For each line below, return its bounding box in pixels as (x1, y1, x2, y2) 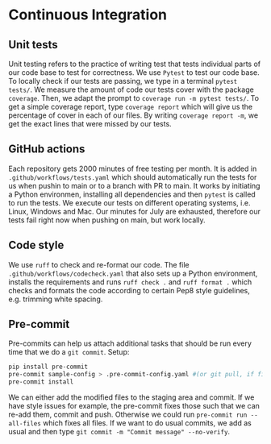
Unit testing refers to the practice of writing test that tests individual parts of (8, 59, 261, 68)
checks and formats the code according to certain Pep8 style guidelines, (8, 285, 250, 295)
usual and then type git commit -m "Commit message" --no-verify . (8, 427, 231, 437)
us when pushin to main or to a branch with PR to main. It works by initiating (8, 181, 261, 190)
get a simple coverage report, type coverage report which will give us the (8, 102, 252, 111)
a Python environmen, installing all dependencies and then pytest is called (8, 189, 256, 199)
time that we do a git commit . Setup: (8, 347, 130, 357)
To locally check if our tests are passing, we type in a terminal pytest (8, 77, 238, 85)
